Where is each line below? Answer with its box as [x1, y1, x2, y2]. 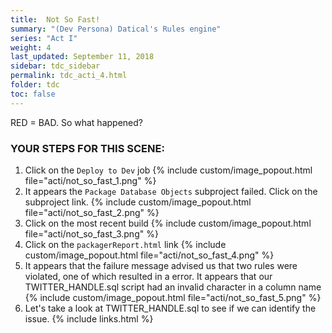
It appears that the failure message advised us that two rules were [24, 259, 298, 271]
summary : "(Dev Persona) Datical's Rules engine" [10, 24, 222, 34]
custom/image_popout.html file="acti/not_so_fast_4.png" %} [24, 249, 275, 261]
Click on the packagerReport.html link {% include [24, 238, 227, 250]
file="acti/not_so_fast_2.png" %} [24, 206, 160, 218]
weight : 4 [10, 42, 52, 53]
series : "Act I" [10, 33, 78, 43]
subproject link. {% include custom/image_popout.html [24, 196, 252, 208]
